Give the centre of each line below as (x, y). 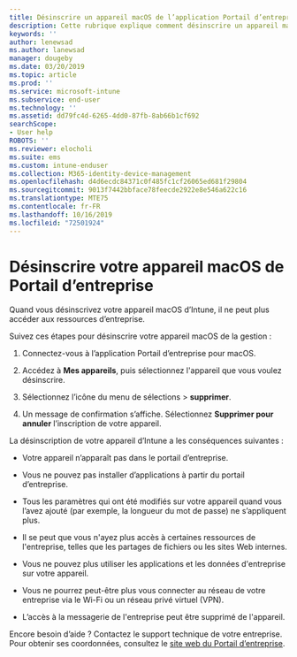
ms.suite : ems (35, 157)
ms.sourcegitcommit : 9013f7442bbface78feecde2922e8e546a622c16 (128, 190)
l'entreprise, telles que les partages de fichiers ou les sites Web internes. (154, 547)
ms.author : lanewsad (47, 50)
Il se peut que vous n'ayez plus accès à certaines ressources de (139, 538)
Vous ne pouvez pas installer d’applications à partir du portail (133, 475)
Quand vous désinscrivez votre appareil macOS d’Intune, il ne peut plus (139, 309)
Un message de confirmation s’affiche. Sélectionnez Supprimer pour (148, 414)
